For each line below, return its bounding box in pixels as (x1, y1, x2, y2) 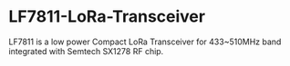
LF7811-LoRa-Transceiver (8, 6, 206, 27)
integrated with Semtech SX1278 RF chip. (8, 45, 164, 56)
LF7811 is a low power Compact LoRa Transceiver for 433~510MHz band (8, 36, 282, 47)
